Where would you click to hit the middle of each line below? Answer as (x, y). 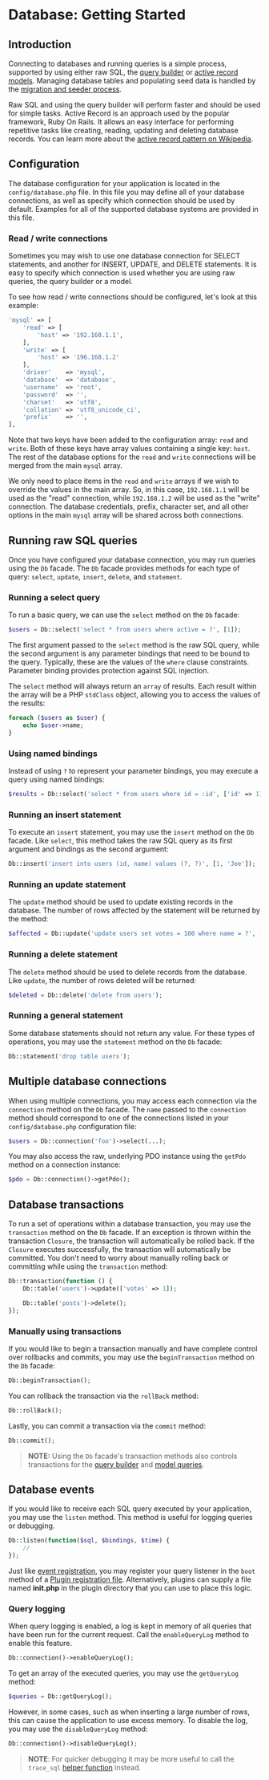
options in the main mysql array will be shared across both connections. (126, 515)
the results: (27, 703)
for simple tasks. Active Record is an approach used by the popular (119, 113)
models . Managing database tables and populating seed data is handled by (132, 81)
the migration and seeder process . (65, 89)
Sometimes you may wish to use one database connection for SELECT (124, 256)
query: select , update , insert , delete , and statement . (95, 577)
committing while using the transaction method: (88, 1266)
